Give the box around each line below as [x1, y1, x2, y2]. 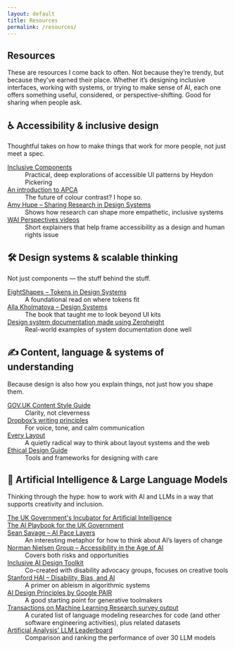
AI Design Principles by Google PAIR [7, 588, 113, 597]
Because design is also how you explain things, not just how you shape [7, 380, 213, 388]
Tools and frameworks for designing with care [25, 453, 158, 462]
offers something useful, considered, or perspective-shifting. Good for [7, 91, 212, 99]
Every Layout [7, 431, 46, 439]
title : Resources [7, 17, 58, 24]
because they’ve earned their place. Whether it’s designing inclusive [7, 75, 205, 85]
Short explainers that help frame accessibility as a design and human [25, 223, 225, 231]
